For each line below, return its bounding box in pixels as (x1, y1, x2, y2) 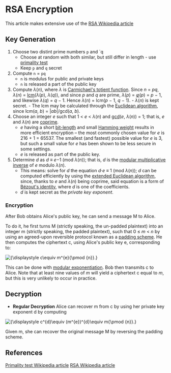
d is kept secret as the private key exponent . (20, 189, 113, 195)
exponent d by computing (12, 308, 67, 315)
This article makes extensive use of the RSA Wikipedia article (5, 20, 134, 26)
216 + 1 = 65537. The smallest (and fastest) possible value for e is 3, (20, 135, 163, 141)
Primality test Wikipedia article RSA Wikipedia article (5, 362, 116, 368)
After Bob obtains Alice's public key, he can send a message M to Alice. (5, 213, 156, 220)
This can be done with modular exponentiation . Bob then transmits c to (5, 264, 154, 270)
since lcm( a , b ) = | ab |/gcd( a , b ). (12, 108, 80, 114)
